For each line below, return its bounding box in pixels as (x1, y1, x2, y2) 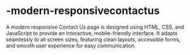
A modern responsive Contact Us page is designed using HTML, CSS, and (6, 23, 185, 30)
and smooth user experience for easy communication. (6, 42, 136, 49)
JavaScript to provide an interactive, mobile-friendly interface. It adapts (6, 29, 178, 36)
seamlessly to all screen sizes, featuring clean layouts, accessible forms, (6, 36, 181, 43)
